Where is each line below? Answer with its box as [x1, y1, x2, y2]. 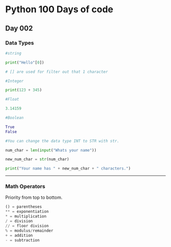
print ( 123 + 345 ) [5, 88, 42, 93]
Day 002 [5, 24, 33, 33]
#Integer [5, 78, 24, 84]
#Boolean [5, 115, 24, 120]
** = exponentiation [5, 209, 49, 214]
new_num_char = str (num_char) [5, 157, 70, 162]
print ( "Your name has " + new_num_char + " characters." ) [5, 166, 131, 171]
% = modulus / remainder [5, 228, 53, 233]
